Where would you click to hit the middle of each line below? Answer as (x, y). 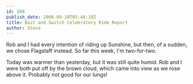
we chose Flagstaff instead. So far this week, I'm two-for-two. (81, 51)
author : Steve (24, 28)
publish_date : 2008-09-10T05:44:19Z (51, 17)
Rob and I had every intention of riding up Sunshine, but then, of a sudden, (97, 45)
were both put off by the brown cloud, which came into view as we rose (93, 69)
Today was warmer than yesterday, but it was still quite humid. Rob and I (94, 62)
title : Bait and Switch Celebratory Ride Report (67, 22)
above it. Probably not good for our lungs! (57, 75)
